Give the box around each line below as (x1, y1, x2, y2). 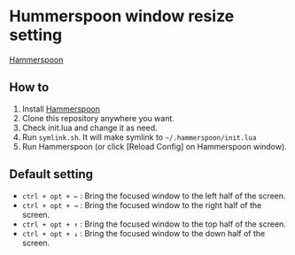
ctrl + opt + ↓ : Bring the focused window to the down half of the (21, 228, 266, 238)
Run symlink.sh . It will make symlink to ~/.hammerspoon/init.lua (21, 131, 257, 143)
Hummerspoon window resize (9, 6, 235, 27)
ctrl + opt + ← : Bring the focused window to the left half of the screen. (21, 190, 286, 201)
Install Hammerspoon (21, 104, 100, 114)
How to (9, 80, 50, 95)
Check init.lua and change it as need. (21, 122, 158, 133)
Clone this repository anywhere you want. (21, 112, 175, 123)
